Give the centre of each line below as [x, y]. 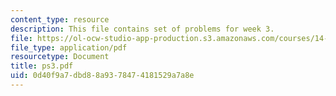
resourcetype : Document [60, 57]
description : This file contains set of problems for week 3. [142, 29]
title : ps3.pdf [42, 66]
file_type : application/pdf [69, 47]
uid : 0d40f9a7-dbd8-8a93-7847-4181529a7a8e [102, 76]
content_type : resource [60, 19]
